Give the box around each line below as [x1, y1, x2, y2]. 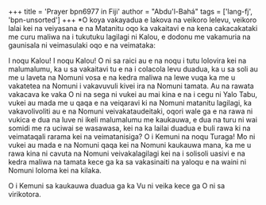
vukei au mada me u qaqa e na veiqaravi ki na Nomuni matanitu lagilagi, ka [8, 99, 253, 107]
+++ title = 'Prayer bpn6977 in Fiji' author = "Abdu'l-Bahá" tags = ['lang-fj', [8, 7, 253, 16]
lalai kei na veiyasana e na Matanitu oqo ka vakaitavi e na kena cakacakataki [8, 24, 258, 33]
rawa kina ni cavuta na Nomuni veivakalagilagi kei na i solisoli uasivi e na [8, 149, 246, 158]
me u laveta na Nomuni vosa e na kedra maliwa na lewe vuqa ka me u [8, 73, 236, 82]
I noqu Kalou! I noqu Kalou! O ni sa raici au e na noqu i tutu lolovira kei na [8, 56, 247, 65]
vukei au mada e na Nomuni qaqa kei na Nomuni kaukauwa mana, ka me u [8, 141, 252, 149]
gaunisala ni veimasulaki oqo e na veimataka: [8, 41, 156, 50]
